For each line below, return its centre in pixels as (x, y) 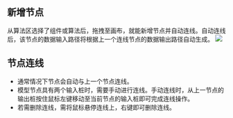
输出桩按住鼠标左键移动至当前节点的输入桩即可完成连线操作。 (105, 99)
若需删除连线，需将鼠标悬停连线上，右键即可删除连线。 (96, 107)
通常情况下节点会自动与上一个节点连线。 (75, 81)
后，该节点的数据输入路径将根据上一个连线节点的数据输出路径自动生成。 (110, 39)
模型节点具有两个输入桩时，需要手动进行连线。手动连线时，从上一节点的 (120, 90)
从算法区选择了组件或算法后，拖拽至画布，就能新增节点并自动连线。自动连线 (116, 31)
